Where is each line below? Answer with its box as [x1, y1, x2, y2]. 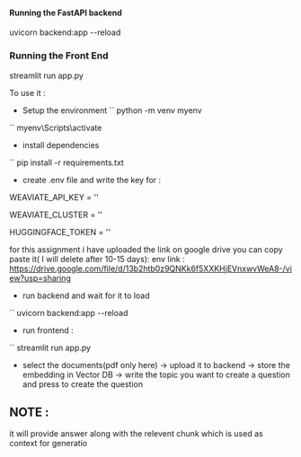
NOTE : [9, 404, 49, 419]
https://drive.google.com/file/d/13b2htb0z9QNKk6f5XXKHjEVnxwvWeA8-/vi [9, 263, 292, 274]
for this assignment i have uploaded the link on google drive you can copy [9, 243, 283, 255]
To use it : [9, 87, 46, 98]
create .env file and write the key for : [22, 174, 162, 185]
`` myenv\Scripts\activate [9, 122, 102, 133]
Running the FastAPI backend [9, 7, 123, 18]
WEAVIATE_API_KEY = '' [9, 191, 99, 202]
